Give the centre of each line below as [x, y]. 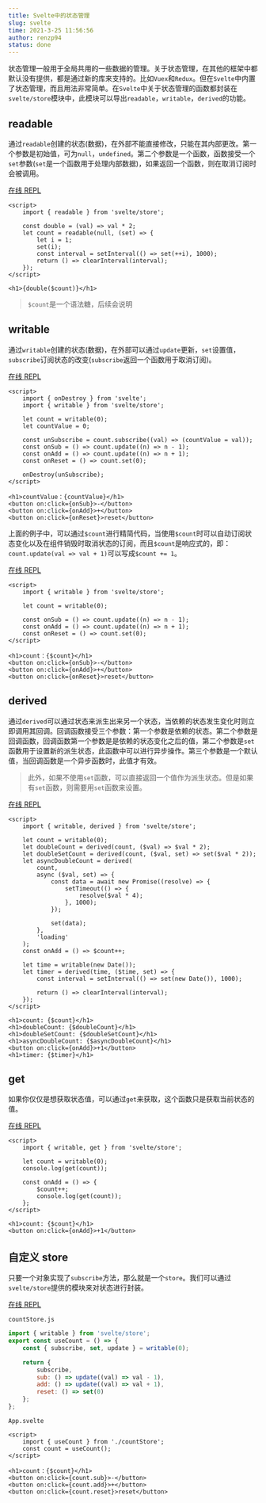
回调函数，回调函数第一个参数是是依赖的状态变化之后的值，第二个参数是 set [131, 741]
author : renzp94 [35, 38]
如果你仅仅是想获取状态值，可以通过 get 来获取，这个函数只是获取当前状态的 [131, 1099]
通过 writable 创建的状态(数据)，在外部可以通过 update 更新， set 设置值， [124, 349]
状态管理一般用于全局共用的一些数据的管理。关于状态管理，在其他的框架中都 [133, 69]
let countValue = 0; [56, 426]
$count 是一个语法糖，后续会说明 [80, 304]
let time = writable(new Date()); [79, 965]
